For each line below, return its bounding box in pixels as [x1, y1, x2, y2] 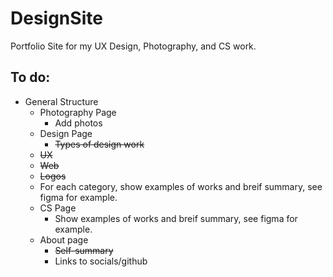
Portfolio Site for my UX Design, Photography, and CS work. [10, 40, 257, 52]
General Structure [24, 95, 99, 107]
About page [39, 233, 89, 246]
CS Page [39, 202, 77, 214]
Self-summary [54, 244, 114, 256]
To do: [10, 69, 51, 86]
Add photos [54, 117, 103, 129]
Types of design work [54, 138, 145, 150]
